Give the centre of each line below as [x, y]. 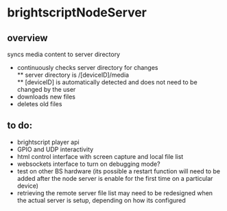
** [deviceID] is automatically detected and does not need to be [107, 82]
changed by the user [46, 89]
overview [27, 38]
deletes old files [39, 104]
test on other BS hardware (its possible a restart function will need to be [119, 171]
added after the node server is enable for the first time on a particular [115, 178]
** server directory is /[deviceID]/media [73, 75]
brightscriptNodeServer [77, 13]
